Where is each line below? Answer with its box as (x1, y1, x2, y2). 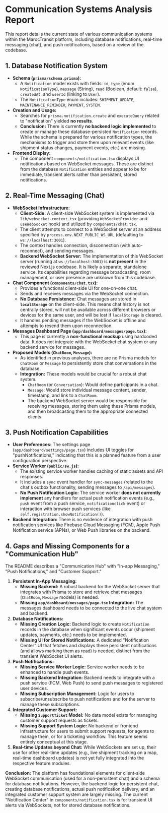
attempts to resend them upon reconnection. (20, 323, 113, 329)
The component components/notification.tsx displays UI (20, 155, 139, 161)
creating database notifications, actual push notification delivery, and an (5, 786, 155, 792)
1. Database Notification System (5, 61, 108, 70)
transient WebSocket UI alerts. (20, 653, 83, 659)
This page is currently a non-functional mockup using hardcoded (20, 333, 157, 339)
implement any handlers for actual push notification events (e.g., (20, 495, 155, 501)
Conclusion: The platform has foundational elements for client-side (5, 770, 145, 776)
